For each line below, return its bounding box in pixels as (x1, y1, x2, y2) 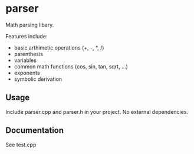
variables (14, 57, 37, 64)
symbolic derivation (14, 76, 63, 83)
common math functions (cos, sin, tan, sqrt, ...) (14, 63, 128, 70)
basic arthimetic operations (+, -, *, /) (14, 44, 104, 51)
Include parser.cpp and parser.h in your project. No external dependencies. (5, 108, 189, 115)
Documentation (5, 126, 64, 136)
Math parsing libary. (5, 21, 54, 28)
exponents (14, 69, 40, 76)
